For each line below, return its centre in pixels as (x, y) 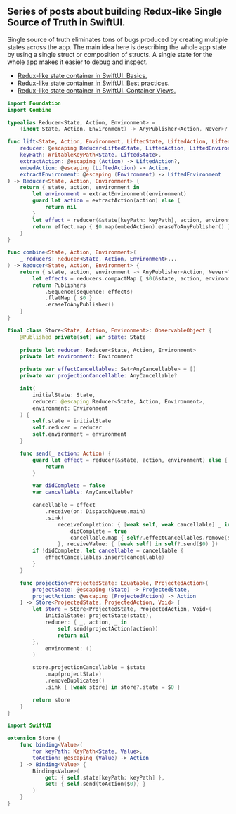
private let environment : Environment (77, 357)
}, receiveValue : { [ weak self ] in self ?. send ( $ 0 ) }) (138, 544)
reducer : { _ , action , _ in (86, 622)
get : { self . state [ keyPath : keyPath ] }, (105, 777)
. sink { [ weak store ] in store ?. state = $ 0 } (112, 687)
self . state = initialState (72, 421)
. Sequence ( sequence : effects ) (89, 292)
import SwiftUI (29, 726)
